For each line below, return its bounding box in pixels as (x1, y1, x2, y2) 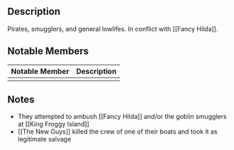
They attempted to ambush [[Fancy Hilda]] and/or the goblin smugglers (17, 112, 227, 121)
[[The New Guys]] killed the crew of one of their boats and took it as (17, 127, 218, 136)
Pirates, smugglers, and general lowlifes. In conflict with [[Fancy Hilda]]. (7, 24, 218, 33)
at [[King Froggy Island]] (17, 120, 90, 129)
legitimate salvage (17, 135, 72, 144)
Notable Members (7, 45, 89, 58)
